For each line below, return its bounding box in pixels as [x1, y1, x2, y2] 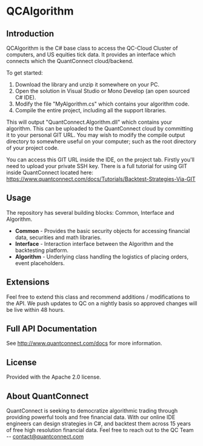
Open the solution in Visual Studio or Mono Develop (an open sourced [15, 87, 190, 95]
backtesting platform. [15, 246, 68, 254]
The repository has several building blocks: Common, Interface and [6, 209, 175, 216]
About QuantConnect [6, 391, 89, 401]
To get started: [6, 69, 44, 76]
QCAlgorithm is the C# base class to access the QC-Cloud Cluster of [6, 44, 178, 52]
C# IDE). [15, 94, 36, 101]
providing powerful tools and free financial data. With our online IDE [6, 414, 176, 421]
